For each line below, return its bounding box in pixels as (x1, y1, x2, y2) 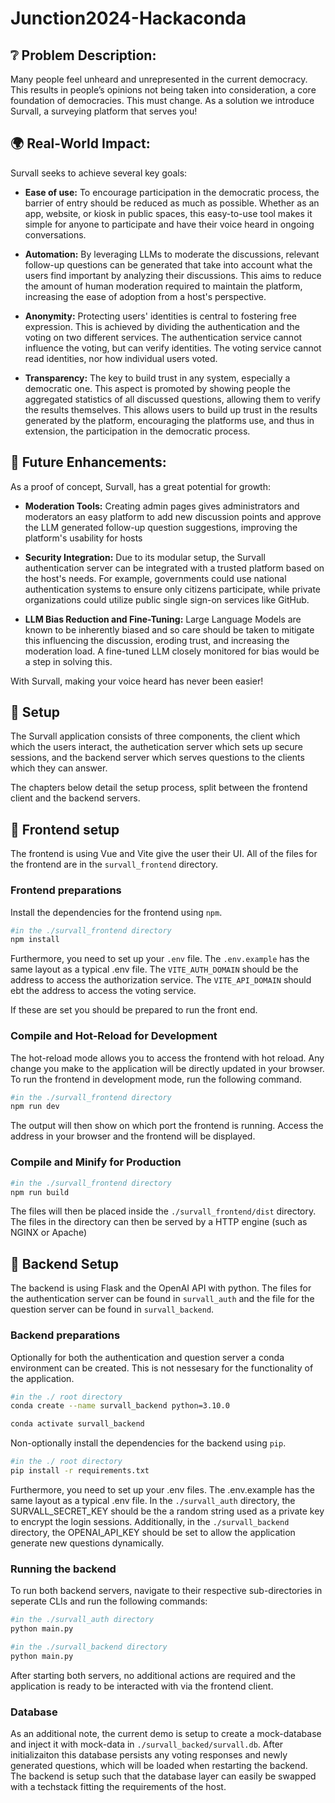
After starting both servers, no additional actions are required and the (10, 1669, 296, 1681)
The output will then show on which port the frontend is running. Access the (10, 1120, 324, 1132)
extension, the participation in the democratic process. (24, 425, 251, 437)
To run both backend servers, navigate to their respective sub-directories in (10, 1585, 323, 1597)
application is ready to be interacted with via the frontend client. (10, 1680, 274, 1692)
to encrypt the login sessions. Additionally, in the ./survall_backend (10, 1515, 290, 1527)
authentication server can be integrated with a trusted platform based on (24, 562, 325, 574)
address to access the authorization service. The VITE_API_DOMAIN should (10, 974, 312, 986)
